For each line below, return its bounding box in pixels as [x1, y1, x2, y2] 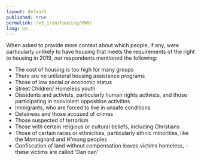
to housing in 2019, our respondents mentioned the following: [6, 54, 157, 61]
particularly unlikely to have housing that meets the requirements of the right [6, 48, 195, 56]
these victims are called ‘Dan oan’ [14, 149, 99, 156]
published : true [6, 14, 47, 20]
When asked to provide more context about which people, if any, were [6, 42, 179, 49]
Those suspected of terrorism [14, 117, 89, 124]
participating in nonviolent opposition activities [14, 98, 130, 105]
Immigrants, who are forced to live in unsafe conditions [14, 104, 151, 111]
